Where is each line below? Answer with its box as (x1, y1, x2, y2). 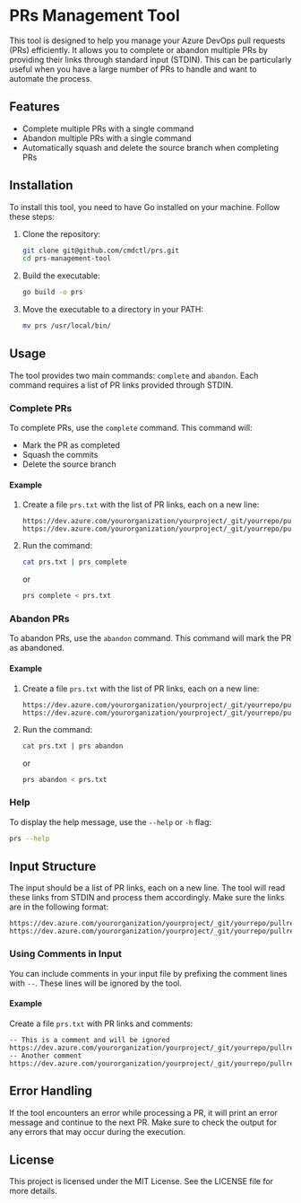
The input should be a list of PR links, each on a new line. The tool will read (9, 882, 286, 893)
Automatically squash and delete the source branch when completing (21, 142, 279, 153)
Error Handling (9, 1084, 92, 1099)
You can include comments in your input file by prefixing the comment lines (9, 968, 288, 979)
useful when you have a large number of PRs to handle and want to (9, 64, 257, 75)
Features (9, 100, 60, 115)
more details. (9, 1186, 58, 1197)
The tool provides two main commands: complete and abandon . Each (9, 370, 259, 381)
